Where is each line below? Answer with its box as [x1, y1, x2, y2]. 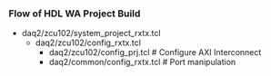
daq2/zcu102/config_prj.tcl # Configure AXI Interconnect [48, 47, 262, 58]
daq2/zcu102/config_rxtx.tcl [35, 37, 142, 48]
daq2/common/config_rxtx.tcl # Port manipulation [48, 57, 236, 68]
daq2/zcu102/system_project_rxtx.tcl [21, 28, 161, 39]
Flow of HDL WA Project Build [8, 7, 141, 20]
